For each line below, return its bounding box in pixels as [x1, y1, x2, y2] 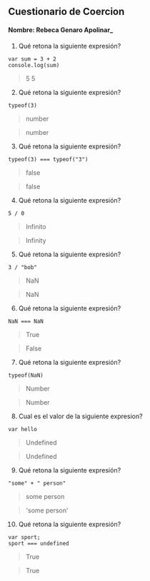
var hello [8, 425, 38, 433]
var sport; [8, 533, 41, 541]
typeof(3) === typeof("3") [8, 156, 89, 163]
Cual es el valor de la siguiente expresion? [18, 412, 143, 420]
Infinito [25, 222, 46, 231]
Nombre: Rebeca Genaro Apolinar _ [8, 25, 114, 34]
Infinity [25, 236, 46, 245]
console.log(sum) [8, 61, 60, 69]
